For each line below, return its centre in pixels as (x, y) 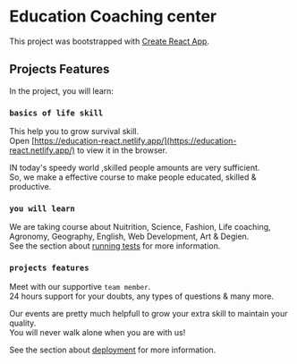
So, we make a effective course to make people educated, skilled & (133, 177)
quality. (23, 323)
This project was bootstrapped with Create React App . (110, 41)
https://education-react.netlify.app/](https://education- (136, 141)
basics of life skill (56, 113)
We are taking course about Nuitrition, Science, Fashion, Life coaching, (140, 227)
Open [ (22, 141)
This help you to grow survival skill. (74, 131)
